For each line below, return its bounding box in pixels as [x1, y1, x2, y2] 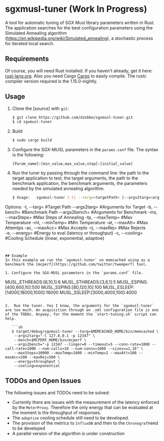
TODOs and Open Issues [5, 377, 81, 385]
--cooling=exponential [14, 363, 60, 368]
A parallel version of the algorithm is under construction [12, 430, 125, 436]
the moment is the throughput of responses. [12, 410, 101, 415]
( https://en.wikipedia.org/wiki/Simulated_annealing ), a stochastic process [5, 35, 153, 41]
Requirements [5, 55, 49, 63]
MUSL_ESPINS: [117, 279, 148, 285]
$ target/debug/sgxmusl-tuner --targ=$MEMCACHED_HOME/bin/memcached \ [11, 329, 159, 334]
